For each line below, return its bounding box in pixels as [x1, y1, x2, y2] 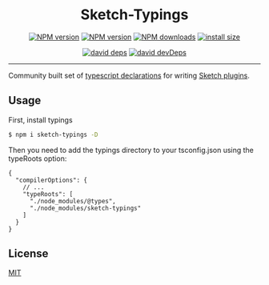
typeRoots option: [8, 154, 67, 163]
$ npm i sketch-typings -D [8, 130, 98, 138]
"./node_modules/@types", [29, 197, 116, 205]
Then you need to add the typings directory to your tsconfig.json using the [8, 145, 255, 155]
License [8, 247, 49, 261]
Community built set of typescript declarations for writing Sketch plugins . [8, 70, 251, 80]
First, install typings [8, 114, 74, 125]
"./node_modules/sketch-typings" [29, 204, 142, 212]
